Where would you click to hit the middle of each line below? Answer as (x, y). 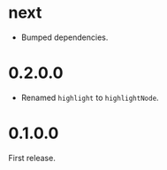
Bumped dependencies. (65, 37)
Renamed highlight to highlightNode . (90, 97)
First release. (32, 158)
